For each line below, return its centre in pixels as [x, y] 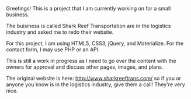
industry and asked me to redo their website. [60, 32]
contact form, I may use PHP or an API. [53, 49]
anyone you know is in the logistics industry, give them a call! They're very [95, 84]
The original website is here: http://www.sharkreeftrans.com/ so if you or [94, 78]
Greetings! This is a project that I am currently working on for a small [88, 8]
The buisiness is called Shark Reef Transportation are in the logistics [88, 26]
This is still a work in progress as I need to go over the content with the [91, 61]
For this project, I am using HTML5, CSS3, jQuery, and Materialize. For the [95, 43]
